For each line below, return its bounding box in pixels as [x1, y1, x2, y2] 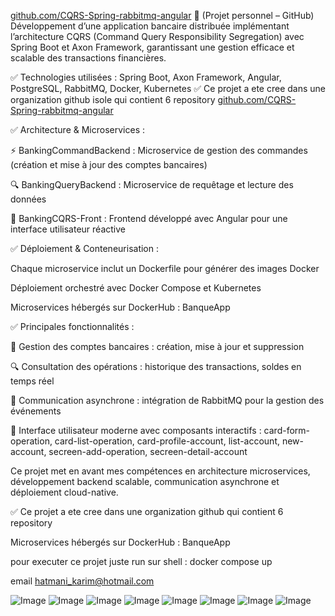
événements [10, 405, 62, 417]
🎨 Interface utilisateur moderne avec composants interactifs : [10, 425, 262, 436]
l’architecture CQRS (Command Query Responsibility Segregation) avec [10, 31, 305, 42]
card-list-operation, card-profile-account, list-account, [54, 435, 280, 447]
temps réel [10, 375, 55, 387]
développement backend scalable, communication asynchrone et [10, 476, 280, 487]
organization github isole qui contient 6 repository [10, 94, 216, 105]
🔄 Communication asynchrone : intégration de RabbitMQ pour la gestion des [10, 395, 325, 406]
